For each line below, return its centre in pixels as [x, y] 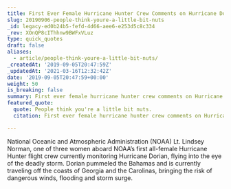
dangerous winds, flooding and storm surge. [70, 178]
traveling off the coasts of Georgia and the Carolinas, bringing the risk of [110, 170]
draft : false [26, 45]
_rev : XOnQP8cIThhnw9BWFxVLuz [51, 33]
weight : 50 [23, 84]
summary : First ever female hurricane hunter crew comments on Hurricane [115, 97]
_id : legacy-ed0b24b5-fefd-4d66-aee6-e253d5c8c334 [81, 26]
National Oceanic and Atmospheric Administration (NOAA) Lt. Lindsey [106, 141]
